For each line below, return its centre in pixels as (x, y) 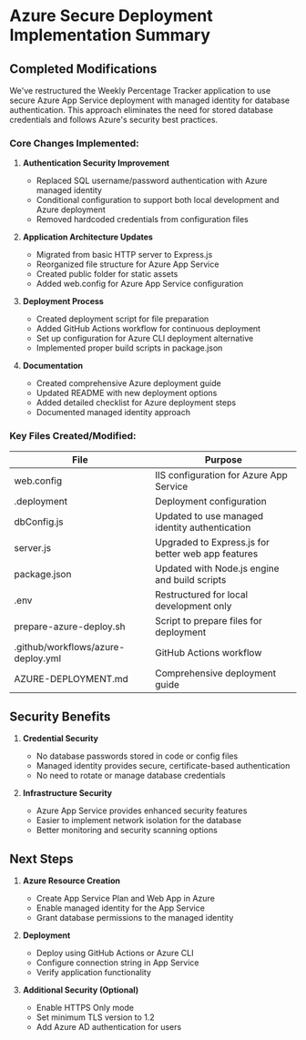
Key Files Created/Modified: (73, 436)
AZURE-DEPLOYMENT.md (71, 678)
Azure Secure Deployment (111, 16)
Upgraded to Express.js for (212, 542)
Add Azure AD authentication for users (109, 1027)
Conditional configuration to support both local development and (158, 200)
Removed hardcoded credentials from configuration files (142, 219)
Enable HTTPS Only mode (85, 1008)
